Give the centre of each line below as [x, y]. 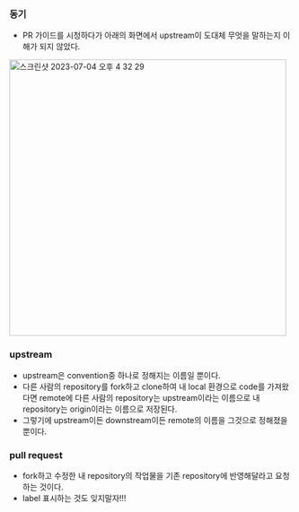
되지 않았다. [60, 47]
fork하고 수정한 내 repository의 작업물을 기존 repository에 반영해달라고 [148, 475]
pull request [36, 455]
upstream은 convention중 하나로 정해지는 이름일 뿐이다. [122, 375]
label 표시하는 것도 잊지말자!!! [74, 498]
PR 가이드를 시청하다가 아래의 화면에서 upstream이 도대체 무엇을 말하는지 [151, 35]
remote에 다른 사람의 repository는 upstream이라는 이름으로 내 [149, 397]
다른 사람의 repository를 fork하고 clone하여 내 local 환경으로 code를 [144, 386]
